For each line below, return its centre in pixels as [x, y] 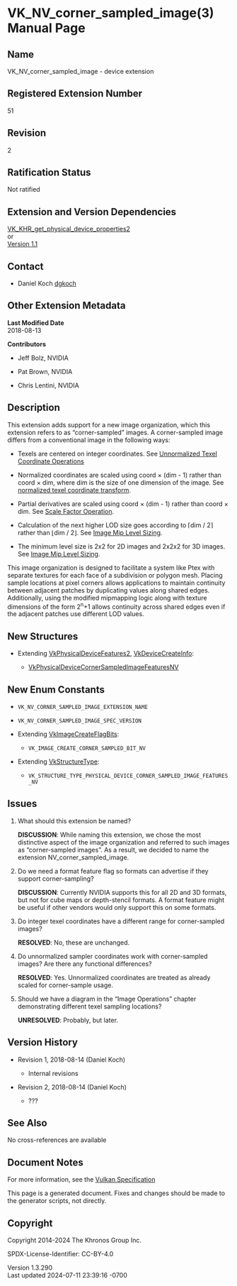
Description [34, 408]
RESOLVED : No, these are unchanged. [74, 942]
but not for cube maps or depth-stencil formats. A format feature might [121, 900]
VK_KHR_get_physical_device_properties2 [69, 229]
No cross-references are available [57, 1140]
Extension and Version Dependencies [92, 212]
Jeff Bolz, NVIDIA [43, 358]
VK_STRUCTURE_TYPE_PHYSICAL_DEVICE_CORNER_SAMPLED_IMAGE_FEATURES [128, 776]
